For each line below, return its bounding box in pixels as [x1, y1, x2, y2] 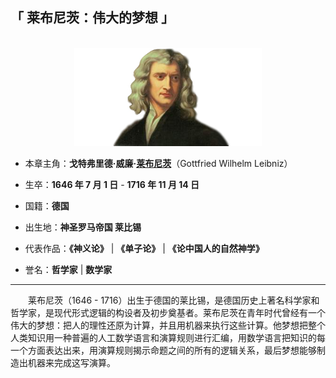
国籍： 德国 [24, 199, 70, 212]
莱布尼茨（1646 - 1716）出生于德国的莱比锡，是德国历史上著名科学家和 [28, 294, 320, 306]
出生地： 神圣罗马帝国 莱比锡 [24, 221, 142, 233]
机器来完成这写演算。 [27, 356, 116, 368]
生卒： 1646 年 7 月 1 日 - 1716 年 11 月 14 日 [24, 178, 200, 190]
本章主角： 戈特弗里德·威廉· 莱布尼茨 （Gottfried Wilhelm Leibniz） [24, 157, 293, 169]
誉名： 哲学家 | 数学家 [24, 263, 113, 275]
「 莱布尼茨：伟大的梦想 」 [10, 9, 175, 27]
